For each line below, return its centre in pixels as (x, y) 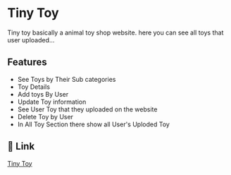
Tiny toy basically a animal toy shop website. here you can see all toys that (115, 32)
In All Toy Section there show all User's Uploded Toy (94, 124)
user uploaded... (31, 40)
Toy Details (34, 87)
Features (27, 62)
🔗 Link (21, 146)
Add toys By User (43, 94)
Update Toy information (52, 102)
